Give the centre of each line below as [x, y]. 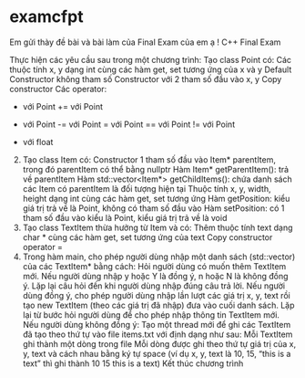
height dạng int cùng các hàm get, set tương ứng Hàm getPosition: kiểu [156, 198]
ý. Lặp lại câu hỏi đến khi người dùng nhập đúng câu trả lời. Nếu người [153, 286]
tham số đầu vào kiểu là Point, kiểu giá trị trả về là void [125, 217]
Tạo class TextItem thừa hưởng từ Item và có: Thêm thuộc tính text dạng [158, 227]
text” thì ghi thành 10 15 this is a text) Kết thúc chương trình [133, 363]
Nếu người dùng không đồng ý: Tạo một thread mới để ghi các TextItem [157, 324]
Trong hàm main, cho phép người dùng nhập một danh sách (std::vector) [159, 257]
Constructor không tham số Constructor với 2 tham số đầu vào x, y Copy [146, 79]
